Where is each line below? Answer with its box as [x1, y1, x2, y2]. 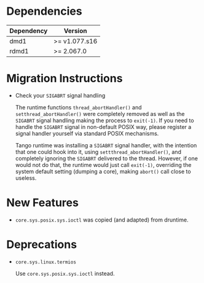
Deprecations [6, 238, 77, 251]
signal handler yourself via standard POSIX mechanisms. [15, 130, 159, 137]
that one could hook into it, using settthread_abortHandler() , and [15, 148, 181, 155]
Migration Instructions [6, 72, 123, 85]
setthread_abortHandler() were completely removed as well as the [15, 110, 186, 117]
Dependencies [6, 4, 82, 18]
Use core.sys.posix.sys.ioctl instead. [15, 269, 115, 277]
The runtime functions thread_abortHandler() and [15, 103, 143, 111]
